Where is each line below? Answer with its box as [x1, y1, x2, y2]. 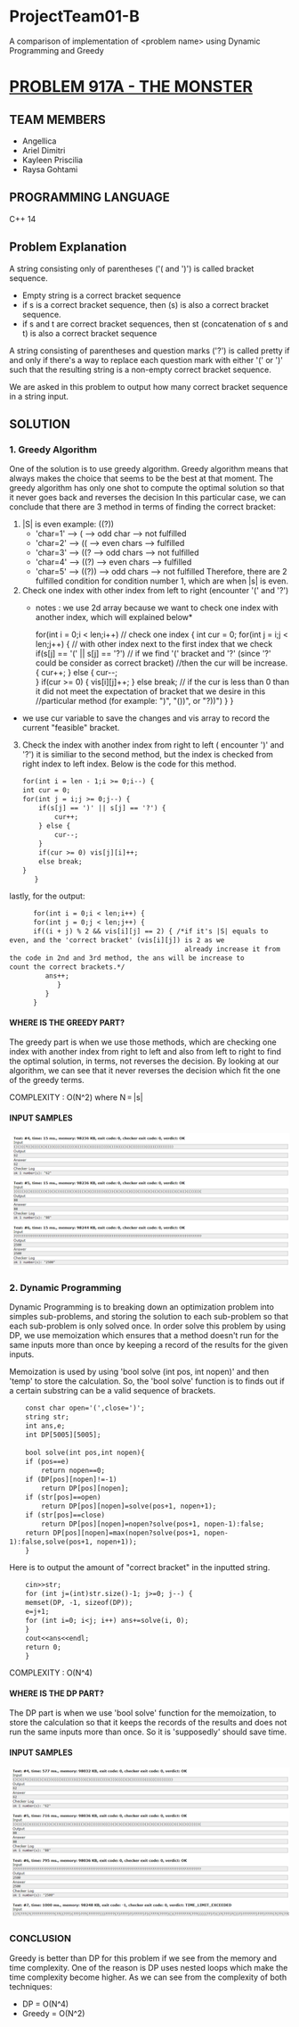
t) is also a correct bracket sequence [21, 327, 158, 338]
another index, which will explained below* [35, 612, 193, 623]
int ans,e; [25, 1421, 66, 1431]
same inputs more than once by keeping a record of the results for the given [9, 1340, 288, 1351]
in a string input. [9, 391, 69, 401]
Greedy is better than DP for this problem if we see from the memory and [9, 1952, 278, 1964]
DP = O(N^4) [21, 1998, 69, 2009]
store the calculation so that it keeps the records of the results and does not [9, 1717, 287, 1728]
